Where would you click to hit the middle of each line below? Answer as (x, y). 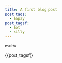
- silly (17, 32)
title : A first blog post (31, 9)
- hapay (17, 18)
